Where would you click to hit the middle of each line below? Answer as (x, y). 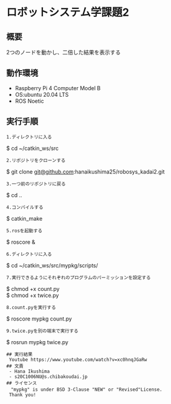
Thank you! (22, 395)
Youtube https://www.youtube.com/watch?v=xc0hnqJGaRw (78, 360)
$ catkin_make (24, 218)
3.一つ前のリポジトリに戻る (36, 184)
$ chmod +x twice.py (33, 295)
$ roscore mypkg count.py (39, 319)
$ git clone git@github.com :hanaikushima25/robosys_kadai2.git (85, 171)
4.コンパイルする (25, 207)
